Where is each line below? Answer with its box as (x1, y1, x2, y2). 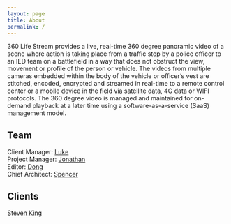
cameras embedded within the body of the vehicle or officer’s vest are (7, 72, 209, 80)
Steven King (7, 209, 43, 217)
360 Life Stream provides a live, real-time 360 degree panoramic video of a (7, 43, 225, 51)
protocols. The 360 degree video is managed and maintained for (7, 94, 193, 103)
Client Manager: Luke (7, 148, 69, 156)
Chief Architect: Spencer (7, 170, 79, 179)
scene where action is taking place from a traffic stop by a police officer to (7, 50, 222, 58)
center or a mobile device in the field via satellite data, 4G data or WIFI (7, 87, 209, 95)
